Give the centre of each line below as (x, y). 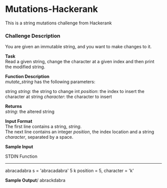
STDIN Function (21, 156)
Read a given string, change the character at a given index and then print (80, 62)
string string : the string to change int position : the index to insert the (75, 92)
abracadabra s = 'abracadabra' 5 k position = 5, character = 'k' (70, 171)
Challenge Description (33, 36)
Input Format (19, 121)
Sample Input (19, 147)
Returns (14, 106)
